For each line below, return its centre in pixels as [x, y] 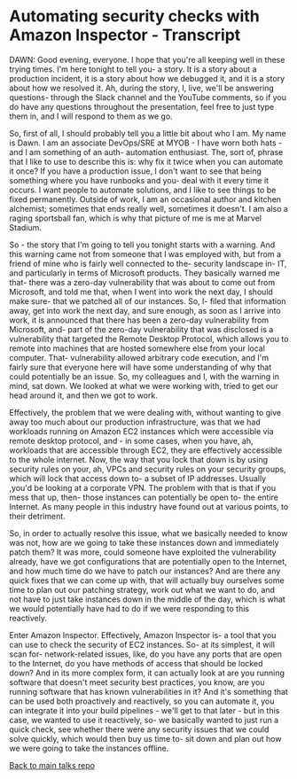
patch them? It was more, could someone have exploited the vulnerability [143, 552]
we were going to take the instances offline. [89, 748]
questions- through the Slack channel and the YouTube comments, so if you [148, 97]
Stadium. [26, 227]
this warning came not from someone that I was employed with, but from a [145, 253]
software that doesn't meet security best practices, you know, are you [137, 682]
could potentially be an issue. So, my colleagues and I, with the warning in [145, 376]
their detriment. [38, 516]
